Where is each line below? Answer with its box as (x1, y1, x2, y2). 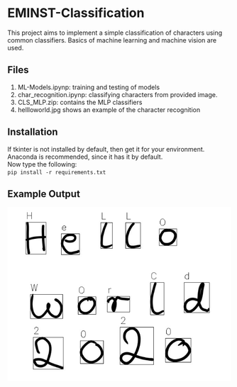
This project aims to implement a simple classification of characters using (7, 28, 223, 37)
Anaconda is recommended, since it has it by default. (7, 152, 163, 161)
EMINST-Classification (7, 5, 145, 21)
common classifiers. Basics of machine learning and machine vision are (7, 35, 217, 44)
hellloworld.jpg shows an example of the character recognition (17, 105, 201, 114)
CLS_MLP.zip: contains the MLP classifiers (17, 98, 143, 106)
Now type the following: (7, 159, 77, 168)
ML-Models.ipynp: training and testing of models (17, 83, 160, 91)
